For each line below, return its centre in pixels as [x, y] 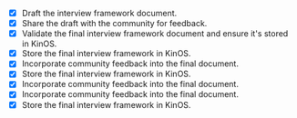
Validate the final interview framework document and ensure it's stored [155, 34]
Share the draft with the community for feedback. [114, 24]
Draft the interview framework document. [99, 13]
